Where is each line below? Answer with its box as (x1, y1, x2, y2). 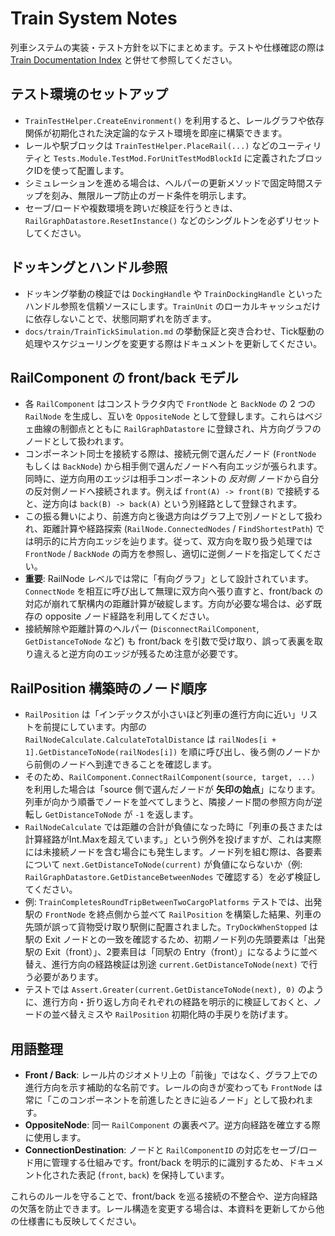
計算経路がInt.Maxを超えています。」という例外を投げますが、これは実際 (24, 833, 322, 846)
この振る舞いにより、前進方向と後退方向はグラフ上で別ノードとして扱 (24, 510, 314, 522)
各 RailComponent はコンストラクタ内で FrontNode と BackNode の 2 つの (24, 398, 316, 410)
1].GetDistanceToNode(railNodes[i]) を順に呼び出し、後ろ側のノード (24, 746, 312, 758)
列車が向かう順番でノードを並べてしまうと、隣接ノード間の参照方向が (24, 796, 314, 808)
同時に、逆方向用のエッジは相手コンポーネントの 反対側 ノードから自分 (24, 473, 320, 485)
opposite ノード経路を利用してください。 (44, 610, 215, 622)
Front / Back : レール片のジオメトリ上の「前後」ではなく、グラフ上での (24, 1069, 318, 1081)
